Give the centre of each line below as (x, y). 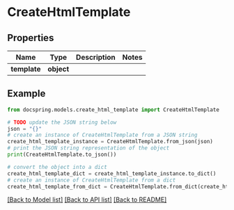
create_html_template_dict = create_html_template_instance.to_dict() (112, 173)
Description (96, 57)
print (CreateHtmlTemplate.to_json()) (62, 155)
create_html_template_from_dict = (57, 186)
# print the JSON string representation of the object (88, 148)
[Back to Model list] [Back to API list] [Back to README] (87, 200)
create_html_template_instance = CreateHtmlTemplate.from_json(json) (110, 142)
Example (26, 94)
